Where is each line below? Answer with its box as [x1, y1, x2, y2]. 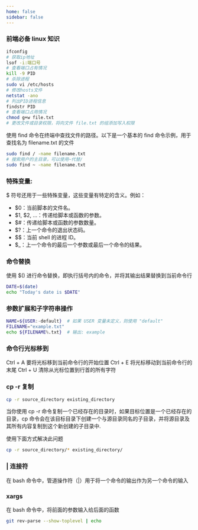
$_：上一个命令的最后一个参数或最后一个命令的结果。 [14, 241, 145, 248]
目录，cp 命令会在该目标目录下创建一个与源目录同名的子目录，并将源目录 [6, 415, 185, 422]
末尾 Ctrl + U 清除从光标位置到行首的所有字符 [6, 367, 116, 374]
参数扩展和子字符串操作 [6, 304, 73, 313]
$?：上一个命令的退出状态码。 [14, 226, 89, 233]
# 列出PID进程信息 [6, 98, 46, 104]
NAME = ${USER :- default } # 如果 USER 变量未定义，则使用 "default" [6, 318, 164, 325]
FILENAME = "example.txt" [6, 324, 65, 330]
